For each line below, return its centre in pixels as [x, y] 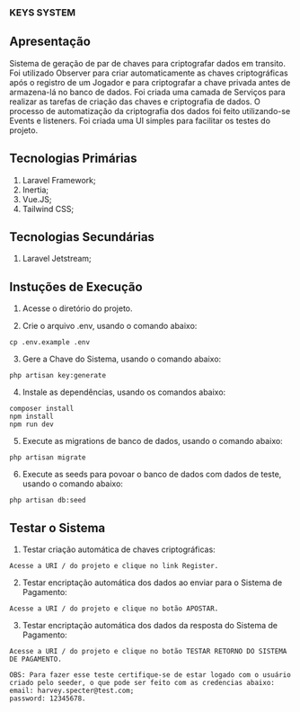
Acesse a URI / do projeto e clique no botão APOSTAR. [114, 609]
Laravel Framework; [59, 180]
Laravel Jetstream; [57, 259]
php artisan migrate [48, 458]
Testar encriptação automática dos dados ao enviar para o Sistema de [152, 583]
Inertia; [35, 190]
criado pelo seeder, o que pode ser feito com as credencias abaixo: [142, 682]
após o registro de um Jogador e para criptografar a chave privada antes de [150, 82]
